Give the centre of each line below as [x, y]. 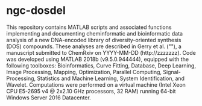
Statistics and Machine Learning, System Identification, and [111, 78]
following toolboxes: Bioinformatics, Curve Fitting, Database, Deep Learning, [101, 65]
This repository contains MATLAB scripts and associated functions [89, 27]
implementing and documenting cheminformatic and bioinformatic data [94, 33]
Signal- [172, 72]
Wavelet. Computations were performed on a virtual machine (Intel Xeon [96, 84]
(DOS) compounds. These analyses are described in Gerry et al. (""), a [94, 46]
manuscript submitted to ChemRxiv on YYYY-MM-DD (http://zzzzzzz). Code [101, 52]
